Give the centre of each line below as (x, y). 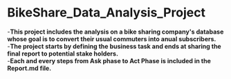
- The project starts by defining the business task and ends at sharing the (114, 46)
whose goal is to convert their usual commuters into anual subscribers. (112, 38)
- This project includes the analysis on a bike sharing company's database (115, 32)
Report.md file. (29, 68)
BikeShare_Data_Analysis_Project (107, 13)
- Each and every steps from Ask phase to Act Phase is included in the (109, 60)
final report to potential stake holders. (63, 54)
